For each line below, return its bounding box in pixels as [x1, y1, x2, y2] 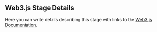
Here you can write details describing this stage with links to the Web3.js [5, 16, 152, 22]
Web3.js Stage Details [5, 4, 75, 12]
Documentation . [5, 22, 38, 28]
